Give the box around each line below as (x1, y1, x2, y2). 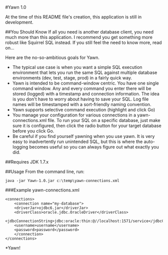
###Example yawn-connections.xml (5, 187, 80, 193)
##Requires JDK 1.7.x (5, 159, 49, 164)
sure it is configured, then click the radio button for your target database (12, 122, 161, 128)
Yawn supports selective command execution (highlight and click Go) (12, 107, 155, 112)
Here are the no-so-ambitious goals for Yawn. (5, 54, 100, 60)
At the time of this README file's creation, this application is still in (5, 14, 142, 19)
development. (5, 19, 33, 25)
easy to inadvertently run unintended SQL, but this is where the (12, 138, 143, 144)
